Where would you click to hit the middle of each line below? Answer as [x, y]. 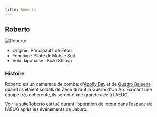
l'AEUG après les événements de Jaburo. [46, 109]
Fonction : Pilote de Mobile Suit [43, 56]
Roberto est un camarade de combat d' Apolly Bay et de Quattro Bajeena [78, 84]
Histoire [15, 74]
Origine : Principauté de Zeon [42, 50]
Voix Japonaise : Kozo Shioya [42, 61]
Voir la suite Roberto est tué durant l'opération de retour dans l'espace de [79, 104]
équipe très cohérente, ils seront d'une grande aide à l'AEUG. [67, 94]
